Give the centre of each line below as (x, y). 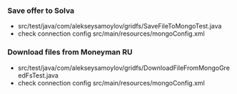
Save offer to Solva (41, 11)
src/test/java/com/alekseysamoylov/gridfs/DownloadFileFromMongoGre (124, 68)
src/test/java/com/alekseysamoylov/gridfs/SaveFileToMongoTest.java (120, 26)
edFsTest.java (38, 75)
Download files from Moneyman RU (70, 52)
